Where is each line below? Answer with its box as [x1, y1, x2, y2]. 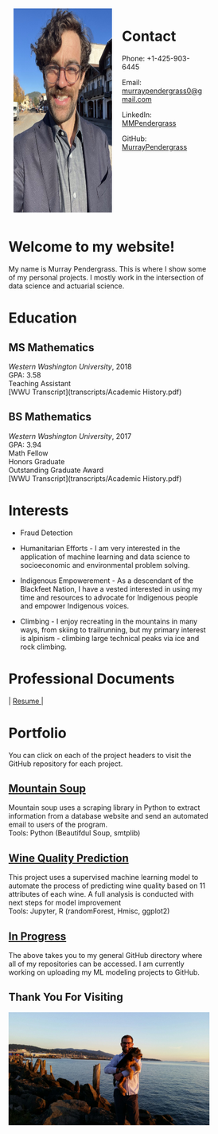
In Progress [8, 929, 67, 943]
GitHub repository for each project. [8, 759, 123, 768]
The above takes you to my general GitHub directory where [8, 951, 203, 960]
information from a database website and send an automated [8, 811, 208, 821]
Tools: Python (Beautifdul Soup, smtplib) [8, 828, 141, 838]
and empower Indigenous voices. [20, 600, 130, 611]
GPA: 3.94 [8, 440, 41, 449]
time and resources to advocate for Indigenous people [20, 592, 199, 602]
